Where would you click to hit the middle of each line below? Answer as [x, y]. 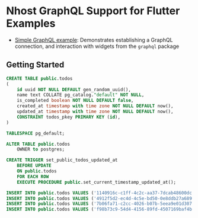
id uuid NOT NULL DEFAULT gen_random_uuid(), [74, 89]
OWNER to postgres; [41, 149]
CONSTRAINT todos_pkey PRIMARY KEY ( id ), [68, 117]
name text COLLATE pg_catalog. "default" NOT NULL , [81, 95]
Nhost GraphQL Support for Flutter [93, 11]
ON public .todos [37, 171]
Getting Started [35, 65]
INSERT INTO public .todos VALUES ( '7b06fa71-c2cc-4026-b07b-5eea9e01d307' [100, 204]
